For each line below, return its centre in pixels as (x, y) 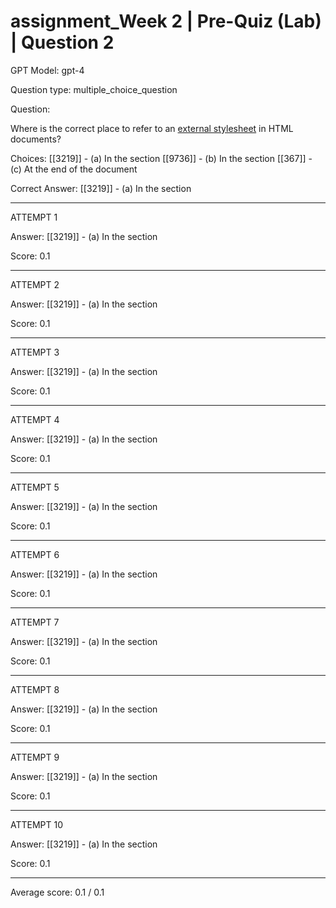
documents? (36, 139)
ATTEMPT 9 (35, 757)
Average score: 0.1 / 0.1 (57, 892)
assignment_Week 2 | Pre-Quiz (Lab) (166, 21)
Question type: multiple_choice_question (94, 89)
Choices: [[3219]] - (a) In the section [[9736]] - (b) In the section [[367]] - (161, 158)
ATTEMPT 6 (35, 554)
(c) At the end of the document (74, 169)
